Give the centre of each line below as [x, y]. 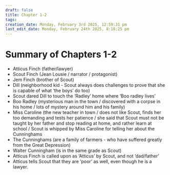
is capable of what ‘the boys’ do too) [51, 91]
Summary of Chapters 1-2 [61, 55]
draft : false [19, 10]
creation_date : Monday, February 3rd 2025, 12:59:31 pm [66, 24]
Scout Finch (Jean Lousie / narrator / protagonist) [65, 74]
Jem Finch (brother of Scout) [43, 80]
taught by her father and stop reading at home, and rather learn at [82, 123]
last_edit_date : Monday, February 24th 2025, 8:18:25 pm [67, 29]
